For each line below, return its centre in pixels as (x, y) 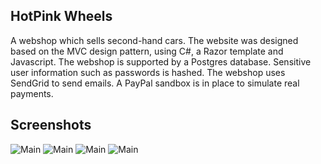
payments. (32, 93)
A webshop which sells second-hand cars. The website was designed (154, 40)
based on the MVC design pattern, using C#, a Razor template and (147, 51)
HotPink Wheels (61, 16)
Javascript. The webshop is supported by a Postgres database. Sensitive (161, 61)
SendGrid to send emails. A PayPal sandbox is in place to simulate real (155, 83)
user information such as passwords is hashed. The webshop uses (148, 72)
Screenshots (51, 125)
